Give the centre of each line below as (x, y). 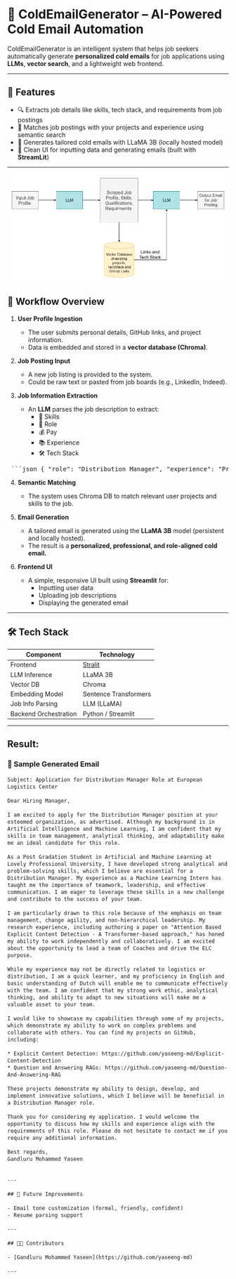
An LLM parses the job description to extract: (93, 409)
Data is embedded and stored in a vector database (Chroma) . (118, 347)
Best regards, (28, 1152)
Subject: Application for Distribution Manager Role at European (105, 780)
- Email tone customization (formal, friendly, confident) (96, 1208)
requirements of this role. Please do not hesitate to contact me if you (118, 1131)
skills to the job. (51, 503)
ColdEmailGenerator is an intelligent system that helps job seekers (103, 48)
